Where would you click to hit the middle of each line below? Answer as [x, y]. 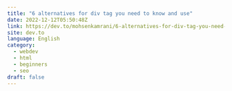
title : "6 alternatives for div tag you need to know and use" [100, 13]
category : [21, 45]
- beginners [31, 64]
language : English [33, 39]
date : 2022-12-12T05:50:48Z [48, 20]
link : [15, 26]
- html [23, 58]
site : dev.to [26, 32]
